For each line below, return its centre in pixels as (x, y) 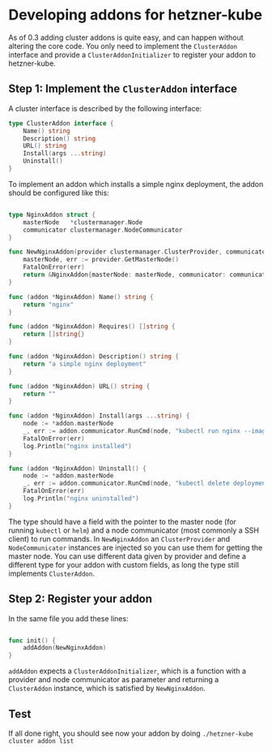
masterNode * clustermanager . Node (83, 222)
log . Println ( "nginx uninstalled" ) (81, 499)
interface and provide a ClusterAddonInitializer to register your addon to (132, 54)
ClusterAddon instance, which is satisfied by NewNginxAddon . (107, 689)
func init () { (32, 640)
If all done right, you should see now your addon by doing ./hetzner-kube (131, 733)
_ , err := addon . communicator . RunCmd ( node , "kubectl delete (126, 484)
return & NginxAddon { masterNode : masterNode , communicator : (125, 274)
